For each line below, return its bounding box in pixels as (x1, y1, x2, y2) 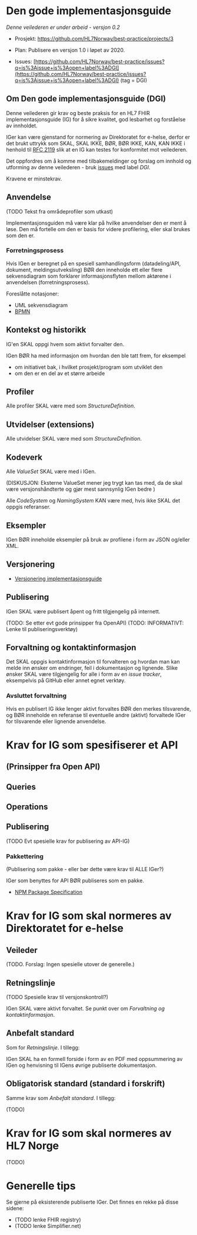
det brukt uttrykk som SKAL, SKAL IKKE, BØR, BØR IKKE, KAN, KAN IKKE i (6, 140, 185, 147)
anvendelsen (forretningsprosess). (6, 278, 90, 285)
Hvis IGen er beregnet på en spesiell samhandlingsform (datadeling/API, (6, 260, 181, 267)
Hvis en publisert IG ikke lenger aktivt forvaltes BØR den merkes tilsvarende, (6, 705, 191, 712)
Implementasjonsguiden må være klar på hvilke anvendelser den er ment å (6, 219, 187, 226)
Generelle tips (6, 1179, 76, 1193)
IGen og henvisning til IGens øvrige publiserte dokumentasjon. (6, 1062, 157, 1069)
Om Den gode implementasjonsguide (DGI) (6, 94, 166, 104)
